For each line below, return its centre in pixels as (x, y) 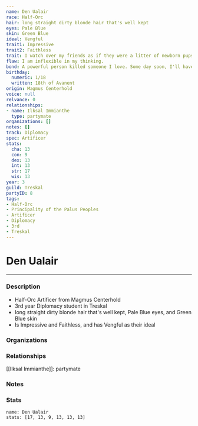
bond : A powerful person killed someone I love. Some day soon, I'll (93, 67)
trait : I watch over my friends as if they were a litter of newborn (93, 56)
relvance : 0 (21, 99)
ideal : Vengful (25, 39)
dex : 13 (21, 160)
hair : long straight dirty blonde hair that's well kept (77, 22)
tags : (13, 199)
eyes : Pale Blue (26, 28)
